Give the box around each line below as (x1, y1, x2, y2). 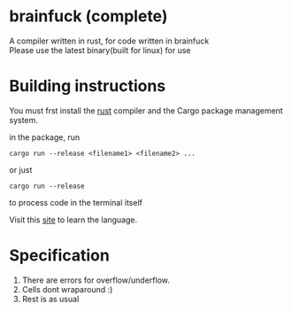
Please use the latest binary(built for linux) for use (9, 44, 191, 55)
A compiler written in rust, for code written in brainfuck (9, 35, 210, 46)
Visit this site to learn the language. (9, 214, 138, 225)
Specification (9, 245, 111, 266)
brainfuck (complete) (9, 6, 168, 27)
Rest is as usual (21, 293, 80, 304)
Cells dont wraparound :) (21, 284, 113, 294)
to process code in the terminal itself (9, 197, 143, 207)
